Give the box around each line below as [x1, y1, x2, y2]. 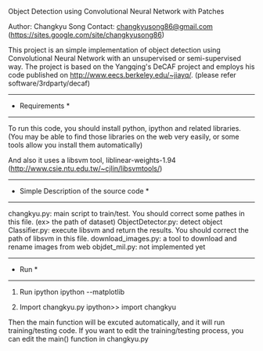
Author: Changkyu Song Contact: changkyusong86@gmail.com [8, 22, 214, 31]
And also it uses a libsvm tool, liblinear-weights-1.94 [8, 156, 176, 165]
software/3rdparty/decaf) [8, 78, 91, 88]
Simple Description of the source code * [19, 186, 150, 195]
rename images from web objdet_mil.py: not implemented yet [8, 242, 206, 251]
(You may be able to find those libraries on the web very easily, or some [8, 132, 240, 141]
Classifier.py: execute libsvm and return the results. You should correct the [8, 226, 249, 234]
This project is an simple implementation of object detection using [8, 45, 221, 54]
